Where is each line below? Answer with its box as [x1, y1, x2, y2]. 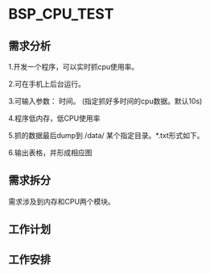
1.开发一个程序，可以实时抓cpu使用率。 [8, 62, 139, 71]
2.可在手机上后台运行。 [8, 79, 86, 89]
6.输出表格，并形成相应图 [8, 148, 93, 157]
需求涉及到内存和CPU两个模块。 [8, 196, 115, 206]
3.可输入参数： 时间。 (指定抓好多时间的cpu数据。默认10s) [8, 96, 203, 106]
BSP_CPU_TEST [8, 5, 114, 23]
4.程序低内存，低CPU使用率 [8, 114, 101, 123]
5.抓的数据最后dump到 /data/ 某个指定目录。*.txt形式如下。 [8, 131, 204, 140]
